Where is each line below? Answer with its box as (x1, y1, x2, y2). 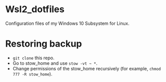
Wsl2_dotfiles (5, 4, 65, 15)
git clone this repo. (12, 55, 54, 61)
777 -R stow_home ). (12, 71, 52, 77)
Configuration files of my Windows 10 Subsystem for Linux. (5, 20, 130, 26)
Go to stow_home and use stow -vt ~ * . (12, 60, 98, 66)
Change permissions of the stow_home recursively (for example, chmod (12, 65, 161, 71)
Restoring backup (5, 38, 82, 50)
